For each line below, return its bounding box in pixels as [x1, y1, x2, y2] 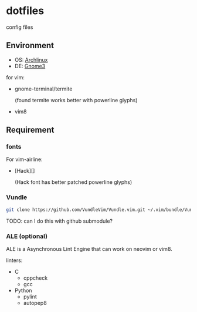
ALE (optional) [6, 232, 48, 240]
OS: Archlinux [14, 56, 48, 63]
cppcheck [23, 274, 48, 281]
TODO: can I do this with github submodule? [6, 217, 113, 224]
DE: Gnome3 [14, 62, 46, 69]
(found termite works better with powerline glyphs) [14, 96, 138, 103]
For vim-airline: [6, 156, 43, 163]
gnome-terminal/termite [14, 85, 73, 92]
